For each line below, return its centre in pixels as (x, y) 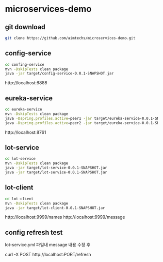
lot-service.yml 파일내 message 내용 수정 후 (48, 245)
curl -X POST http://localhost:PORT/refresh (48, 255)
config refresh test (34, 232)
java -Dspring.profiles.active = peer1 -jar (49, 118)
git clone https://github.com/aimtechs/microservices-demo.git (70, 38)
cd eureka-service (24, 110)
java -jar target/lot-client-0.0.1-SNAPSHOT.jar (55, 208)
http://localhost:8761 (25, 132)
